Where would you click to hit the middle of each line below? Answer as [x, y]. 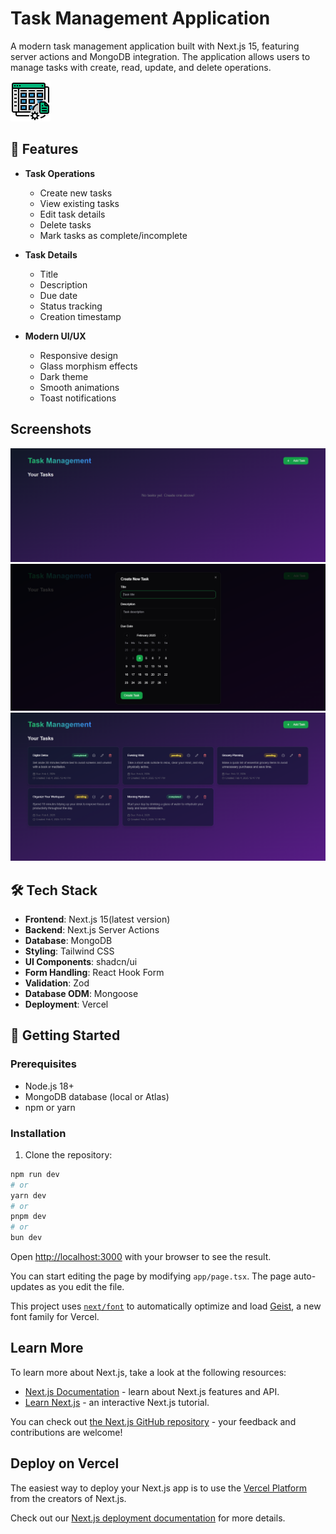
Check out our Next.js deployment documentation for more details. [148, 1518]
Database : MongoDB [68, 940]
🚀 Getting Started [65, 1035]
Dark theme [64, 376]
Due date [58, 295]
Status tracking [71, 306]
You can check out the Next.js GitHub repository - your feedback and [153, 1421]
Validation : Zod [57, 983]
